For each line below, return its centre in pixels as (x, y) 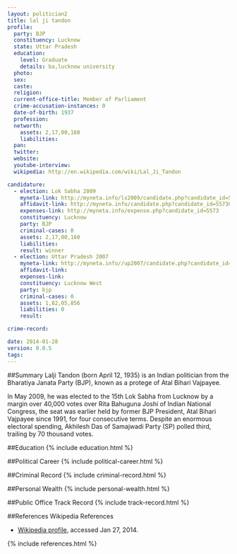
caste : (23, 86)
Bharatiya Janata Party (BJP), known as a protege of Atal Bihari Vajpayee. (114, 382)
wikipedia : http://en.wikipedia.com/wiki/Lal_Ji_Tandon (97, 172)
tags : (15, 354)
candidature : (26, 185)
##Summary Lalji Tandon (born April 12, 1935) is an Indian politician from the (118, 375)
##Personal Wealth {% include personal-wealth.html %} (89, 488)
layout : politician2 (38, 14)
